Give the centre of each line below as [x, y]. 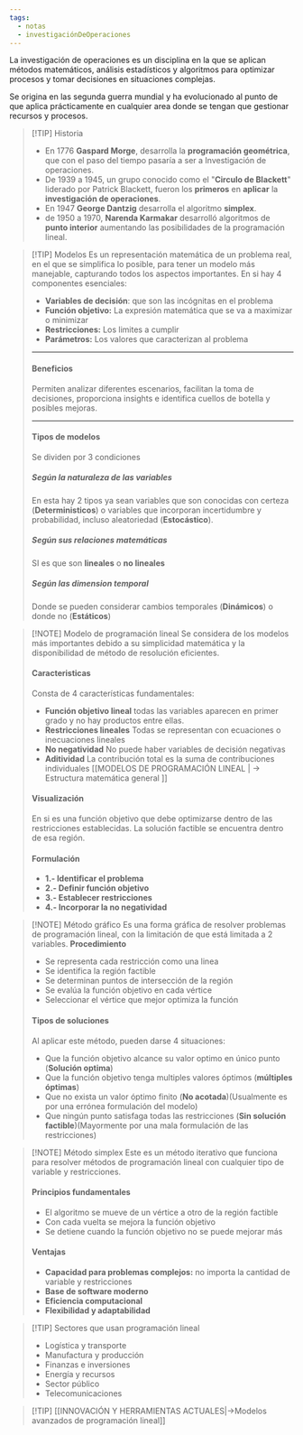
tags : [19, 18]
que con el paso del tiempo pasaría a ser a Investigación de [156, 161]
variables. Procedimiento [79, 944]
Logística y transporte [86, 1345]
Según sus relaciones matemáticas [99, 540]
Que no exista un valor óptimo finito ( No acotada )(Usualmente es [166, 1097]
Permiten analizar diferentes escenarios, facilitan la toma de [142, 388]
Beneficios [52, 368]
